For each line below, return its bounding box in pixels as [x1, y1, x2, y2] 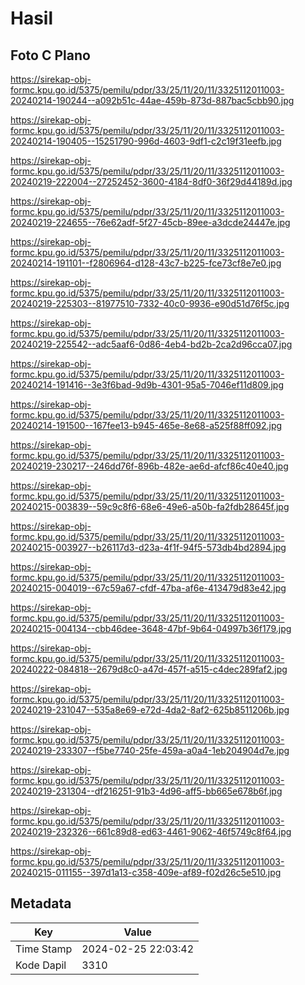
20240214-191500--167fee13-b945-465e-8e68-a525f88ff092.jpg [10, 420, 283, 431]
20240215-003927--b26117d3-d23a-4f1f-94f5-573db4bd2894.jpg [10, 542, 287, 553]
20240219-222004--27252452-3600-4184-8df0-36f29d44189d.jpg [10, 176, 293, 187]
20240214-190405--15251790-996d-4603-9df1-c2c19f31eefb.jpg [10, 135, 282, 147]
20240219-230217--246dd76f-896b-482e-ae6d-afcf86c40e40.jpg [10, 460, 289, 472]
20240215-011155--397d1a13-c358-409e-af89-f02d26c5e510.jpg [10, 867, 282, 878]
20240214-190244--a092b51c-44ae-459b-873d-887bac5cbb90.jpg [10, 95, 295, 106]
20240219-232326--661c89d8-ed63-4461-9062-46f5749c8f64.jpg [10, 826, 292, 837]
